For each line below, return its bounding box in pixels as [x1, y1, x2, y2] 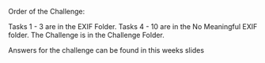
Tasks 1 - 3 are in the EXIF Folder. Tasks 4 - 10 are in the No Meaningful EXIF [8, 22, 258, 31]
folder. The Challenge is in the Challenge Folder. [8, 31, 165, 39]
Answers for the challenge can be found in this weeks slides [8, 46, 204, 54]
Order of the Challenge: [8, 7, 85, 16]
